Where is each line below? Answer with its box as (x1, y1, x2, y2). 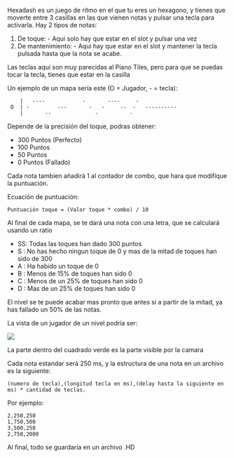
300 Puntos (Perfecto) (17, 136, 83, 144)
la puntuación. (7, 179, 49, 187)
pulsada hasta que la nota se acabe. (17, 49, 123, 58)
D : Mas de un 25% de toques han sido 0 (17, 284, 136, 292)
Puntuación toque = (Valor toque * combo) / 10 (7, 206, 149, 213)
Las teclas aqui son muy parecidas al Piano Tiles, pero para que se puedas (7, 63, 223, 71)
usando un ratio (7, 226, 53, 234)
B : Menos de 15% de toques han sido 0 (17, 269, 132, 278)
